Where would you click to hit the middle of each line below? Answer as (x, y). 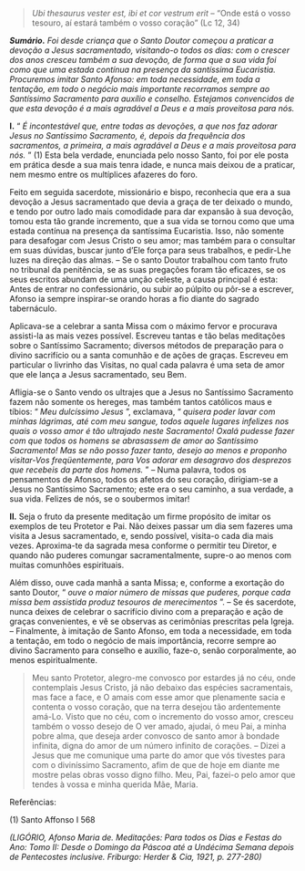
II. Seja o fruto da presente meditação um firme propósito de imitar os (140, 516)
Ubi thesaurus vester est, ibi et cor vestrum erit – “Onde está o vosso (161, 13)
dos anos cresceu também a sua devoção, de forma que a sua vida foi (143, 60)
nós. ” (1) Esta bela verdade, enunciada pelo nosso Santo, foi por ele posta (149, 155)
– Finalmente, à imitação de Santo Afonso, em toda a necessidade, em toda (151, 631)
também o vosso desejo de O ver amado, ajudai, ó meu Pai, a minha (159, 726)
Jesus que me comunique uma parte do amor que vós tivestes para (158, 755)
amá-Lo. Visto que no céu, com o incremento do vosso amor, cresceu (163, 716)
